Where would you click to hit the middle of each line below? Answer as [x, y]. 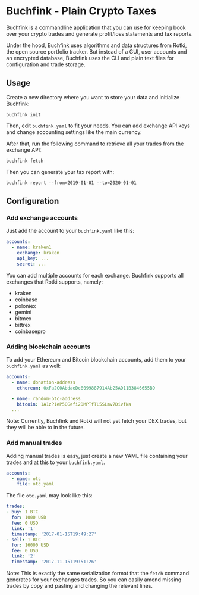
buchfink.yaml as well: [34, 366]
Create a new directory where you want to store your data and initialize [93, 97]
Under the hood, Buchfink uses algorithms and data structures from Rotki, [97, 45]
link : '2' [23, 556]
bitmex [23, 318]
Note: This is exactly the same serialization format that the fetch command [98, 573]
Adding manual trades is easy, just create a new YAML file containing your [97, 456]
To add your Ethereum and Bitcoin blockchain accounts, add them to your [96, 360]
